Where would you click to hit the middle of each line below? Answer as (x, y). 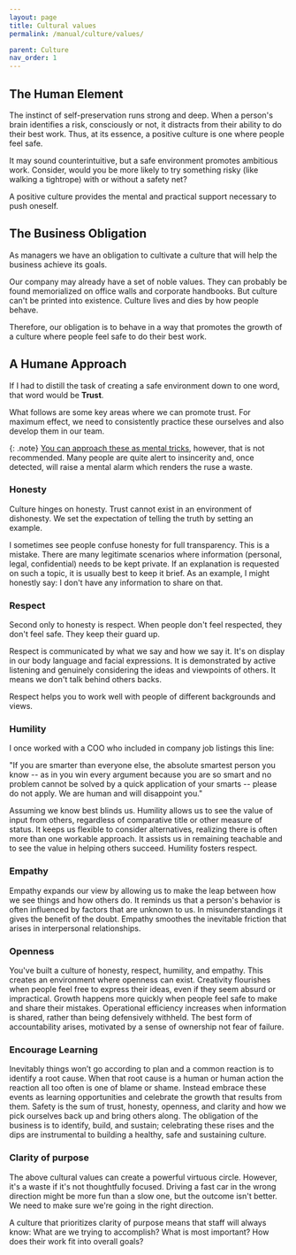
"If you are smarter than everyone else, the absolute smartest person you (143, 766)
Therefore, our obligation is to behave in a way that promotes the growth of (146, 327)
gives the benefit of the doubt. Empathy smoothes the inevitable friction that (148, 919)
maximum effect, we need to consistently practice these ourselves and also (147, 421)
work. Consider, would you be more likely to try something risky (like (134, 170)
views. (21, 706)
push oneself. (34, 205)
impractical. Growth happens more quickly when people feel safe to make (143, 999)
